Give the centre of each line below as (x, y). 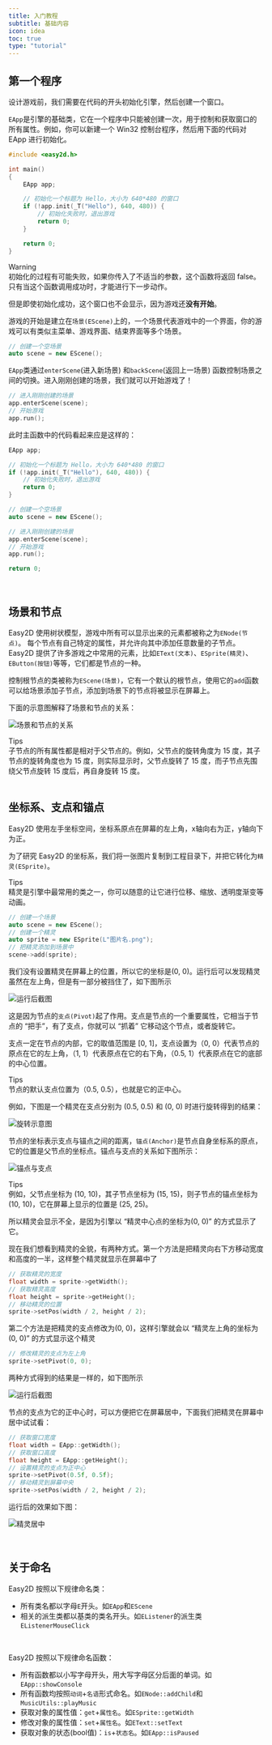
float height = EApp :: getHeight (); (68, 1460)
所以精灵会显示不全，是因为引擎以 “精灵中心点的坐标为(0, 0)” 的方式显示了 (132, 1221)
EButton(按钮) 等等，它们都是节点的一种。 (77, 663)
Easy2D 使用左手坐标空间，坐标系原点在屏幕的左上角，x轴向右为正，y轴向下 (136, 828)
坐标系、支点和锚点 (56, 808)
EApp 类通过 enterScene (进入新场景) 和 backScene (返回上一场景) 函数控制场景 (132, 370)
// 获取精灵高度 (32, 1289)
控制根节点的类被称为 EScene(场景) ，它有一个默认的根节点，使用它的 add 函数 (134, 680)
